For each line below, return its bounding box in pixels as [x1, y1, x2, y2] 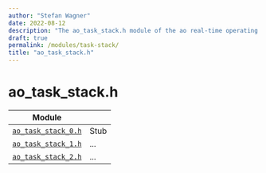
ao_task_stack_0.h [12, 126, 82, 136]
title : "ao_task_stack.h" [8, 49, 94, 57]
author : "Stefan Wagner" [8, 11, 91, 20]
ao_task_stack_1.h [12, 139, 82, 148]
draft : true [8, 33, 48, 42]
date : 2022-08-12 [8, 19, 66, 27]
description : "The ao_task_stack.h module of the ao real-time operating [8, 26, 259, 34]
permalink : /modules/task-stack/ [8, 41, 119, 49]
